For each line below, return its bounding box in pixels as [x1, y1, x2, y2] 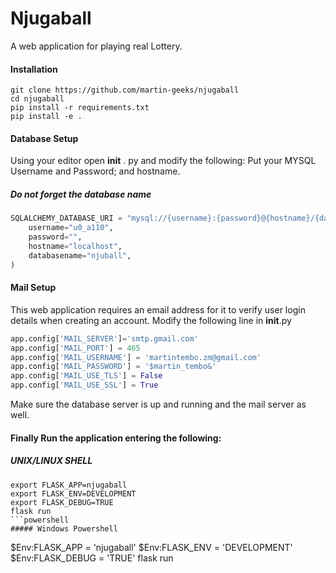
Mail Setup [10, 282, 57, 294]
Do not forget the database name [10, 188, 152, 200]
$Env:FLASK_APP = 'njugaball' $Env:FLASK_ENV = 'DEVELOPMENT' [10, 541, 293, 553]
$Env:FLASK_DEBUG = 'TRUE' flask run [10, 552, 174, 564]
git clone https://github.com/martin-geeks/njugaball [10, 85, 240, 96]
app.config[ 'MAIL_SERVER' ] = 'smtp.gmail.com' [10, 333, 199, 344]
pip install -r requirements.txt [10, 103, 150, 113]
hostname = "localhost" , [28, 241, 123, 251]
